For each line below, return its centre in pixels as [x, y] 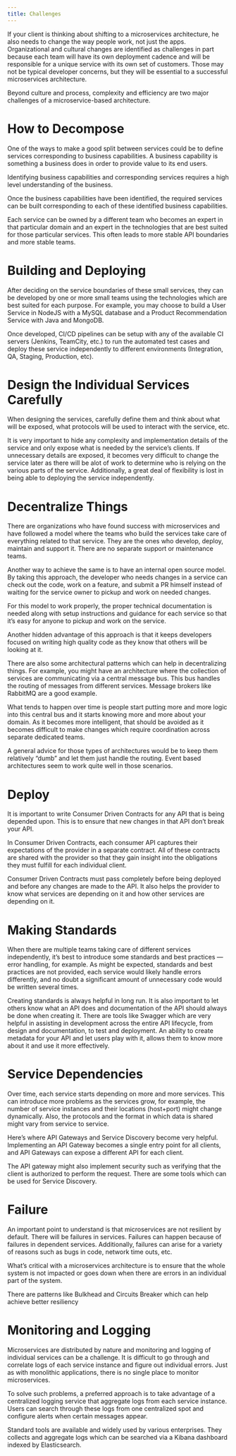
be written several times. [43, 987]
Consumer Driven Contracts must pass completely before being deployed [114, 879]
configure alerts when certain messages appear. [77, 1416]
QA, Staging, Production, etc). [50, 356]
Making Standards [62, 930]
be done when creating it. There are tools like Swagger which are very [109, 1016]
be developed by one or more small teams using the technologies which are [117, 297]
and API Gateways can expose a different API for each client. [96, 1153]
